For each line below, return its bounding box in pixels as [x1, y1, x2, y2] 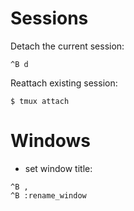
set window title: [24, 162, 93, 174]
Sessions [10, 7, 89, 30]
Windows [10, 130, 91, 152]
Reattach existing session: [10, 77, 118, 89]
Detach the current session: [10, 40, 125, 52]
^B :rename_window [10, 190, 87, 201]
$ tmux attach [10, 96, 70, 106]
